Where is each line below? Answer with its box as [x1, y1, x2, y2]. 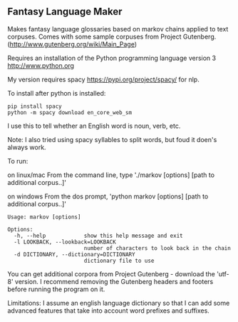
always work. [7, 143, 46, 151]
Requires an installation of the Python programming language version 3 [7, 54, 216, 62]
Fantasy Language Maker [7, 6, 123, 18]
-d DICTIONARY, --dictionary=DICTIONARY [14, 251, 135, 258]
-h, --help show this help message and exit [14, 232, 183, 239]
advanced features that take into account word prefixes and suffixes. [7, 306, 210, 315]
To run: [7, 156, 29, 165]
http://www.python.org [7, 61, 75, 70]
